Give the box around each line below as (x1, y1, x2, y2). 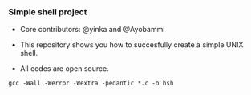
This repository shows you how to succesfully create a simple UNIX (19, 40, 244, 49)
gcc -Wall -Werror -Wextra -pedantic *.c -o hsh (8, 79, 174, 88)
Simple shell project (8, 6, 87, 18)
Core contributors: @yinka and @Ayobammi (19, 25, 165, 34)
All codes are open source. (19, 64, 110, 73)
